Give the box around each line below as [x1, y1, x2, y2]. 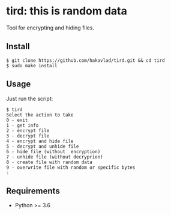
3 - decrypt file [6, 133, 50, 139]
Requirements [6, 186, 60, 196]
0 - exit [6, 117, 28, 123]
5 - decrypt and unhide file [6, 143, 79, 150]
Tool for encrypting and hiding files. [6, 24, 95, 31]
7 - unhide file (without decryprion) [6, 154, 103, 160]
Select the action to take [6, 112, 74, 118]
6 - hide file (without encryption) [6, 148, 101, 154]
